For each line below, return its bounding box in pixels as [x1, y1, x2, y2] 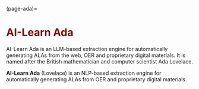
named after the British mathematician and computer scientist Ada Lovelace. [6, 58, 193, 65]
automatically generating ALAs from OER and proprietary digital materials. [6, 75, 187, 82]
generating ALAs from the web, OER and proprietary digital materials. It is [6, 52, 186, 59]
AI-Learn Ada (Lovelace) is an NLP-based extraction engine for [6, 69, 162, 77]
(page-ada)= [6, 5, 37, 12]
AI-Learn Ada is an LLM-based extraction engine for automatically [6, 45, 168, 52]
